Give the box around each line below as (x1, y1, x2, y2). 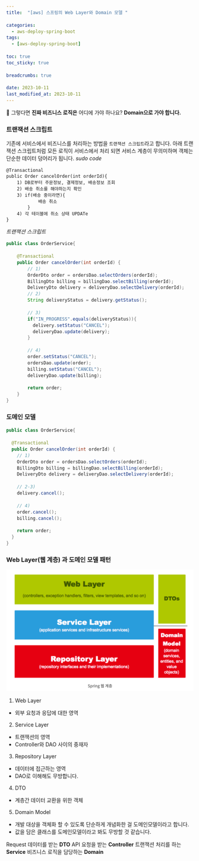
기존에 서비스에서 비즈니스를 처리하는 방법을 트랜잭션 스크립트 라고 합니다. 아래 (6, 140, 183, 147)
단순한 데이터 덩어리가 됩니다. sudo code (6, 155, 102, 162)
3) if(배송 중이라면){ (17, 192, 65, 199)
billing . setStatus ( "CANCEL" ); (27, 366, 102, 372)
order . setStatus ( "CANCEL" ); (27, 354, 97, 360)
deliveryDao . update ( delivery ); (32, 328, 110, 334)
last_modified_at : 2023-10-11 (6, 91, 81, 98)
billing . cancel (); (17, 515, 62, 521)
